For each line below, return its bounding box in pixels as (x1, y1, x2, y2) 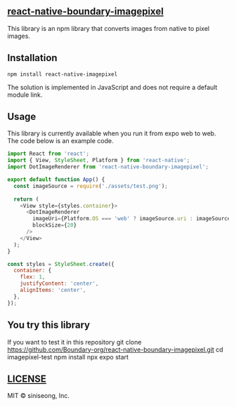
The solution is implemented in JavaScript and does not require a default (7, 83, 218, 91)
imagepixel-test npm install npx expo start (7, 352, 129, 361)
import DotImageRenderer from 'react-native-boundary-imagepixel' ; (7, 164, 209, 171)
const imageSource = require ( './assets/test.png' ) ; (13, 182, 169, 189)
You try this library (7, 319, 91, 331)
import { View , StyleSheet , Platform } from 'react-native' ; (7, 157, 190, 164)
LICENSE (7, 373, 47, 385)
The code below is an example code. (7, 137, 114, 145)
